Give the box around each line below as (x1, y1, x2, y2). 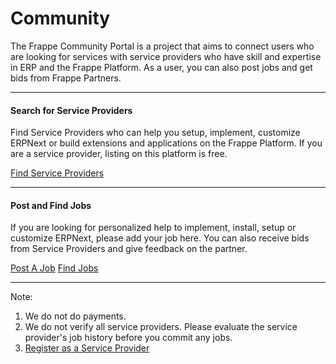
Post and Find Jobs (10, 199, 92, 211)
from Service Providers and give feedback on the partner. (10, 243, 248, 255)
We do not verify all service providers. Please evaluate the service (24, 321, 298, 333)
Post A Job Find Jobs (10, 262, 99, 274)
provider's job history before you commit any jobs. (24, 332, 233, 344)
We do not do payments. (24, 310, 127, 322)
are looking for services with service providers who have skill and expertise (10, 50, 322, 62)
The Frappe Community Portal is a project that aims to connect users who (10, 40, 315, 52)
